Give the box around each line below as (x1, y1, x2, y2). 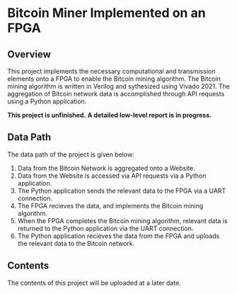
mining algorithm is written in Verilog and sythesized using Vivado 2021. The (7, 82, 231, 90)
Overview (7, 48, 52, 60)
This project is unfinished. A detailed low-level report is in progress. (7, 111, 212, 119)
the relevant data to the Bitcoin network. (17, 239, 135, 247)
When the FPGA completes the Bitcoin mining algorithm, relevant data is (17, 216, 228, 225)
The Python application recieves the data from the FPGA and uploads (17, 232, 220, 240)
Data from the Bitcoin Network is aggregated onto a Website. (17, 164, 196, 172)
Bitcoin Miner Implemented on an (7, 5, 207, 21)
